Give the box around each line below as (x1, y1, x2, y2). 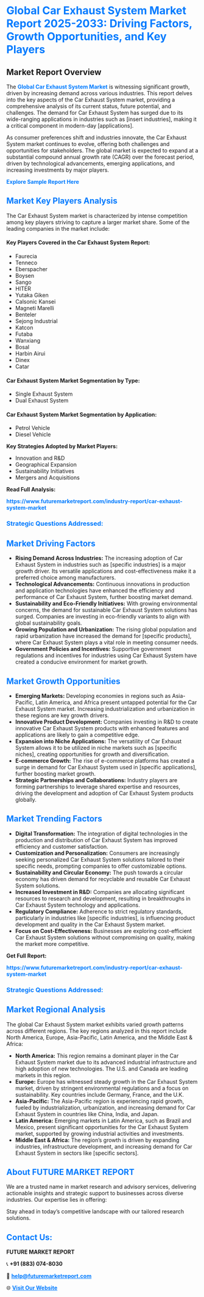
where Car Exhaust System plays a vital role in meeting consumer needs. (15, 639, 199, 646)
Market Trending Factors (6, 813, 102, 824)
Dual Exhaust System (15, 397, 69, 404)
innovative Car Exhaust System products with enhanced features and (15, 724, 189, 732)
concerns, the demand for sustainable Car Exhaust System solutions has (15, 606, 198, 614)
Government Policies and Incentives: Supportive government (15, 645, 172, 653)
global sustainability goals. (15, 619, 82, 627)
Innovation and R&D (15, 454, 65, 462)
